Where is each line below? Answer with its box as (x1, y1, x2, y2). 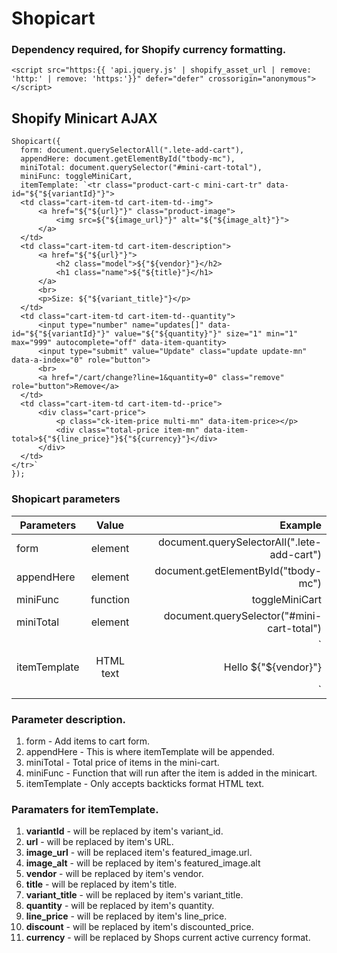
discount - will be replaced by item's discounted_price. (25, 921, 254, 933)
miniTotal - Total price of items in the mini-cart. (25, 756, 220, 768)
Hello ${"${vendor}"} (223, 660, 322, 674)
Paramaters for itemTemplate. (11, 802, 159, 816)
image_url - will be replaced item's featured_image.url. (25, 847, 253, 859)
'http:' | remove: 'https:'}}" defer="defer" (11, 74, 204, 84)
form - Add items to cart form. (25, 735, 151, 747)
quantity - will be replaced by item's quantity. (25, 900, 215, 912)
